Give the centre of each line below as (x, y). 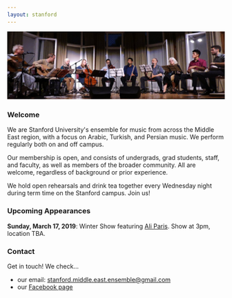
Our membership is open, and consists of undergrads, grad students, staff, (113, 158)
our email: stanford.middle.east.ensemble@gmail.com (94, 280)
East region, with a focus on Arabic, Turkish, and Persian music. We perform (116, 137)
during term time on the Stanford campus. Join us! (79, 193)
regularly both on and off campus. (56, 144)
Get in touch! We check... (43, 266)
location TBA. (27, 233)
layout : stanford (32, 14)
